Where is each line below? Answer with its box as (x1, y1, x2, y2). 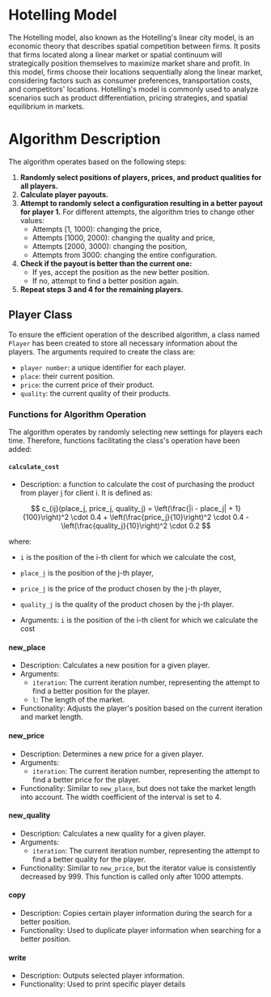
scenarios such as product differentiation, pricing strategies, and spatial (8, 92, 248, 102)
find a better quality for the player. (32, 854, 146, 864)
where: (8, 537, 32, 547)
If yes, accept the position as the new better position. (32, 267, 210, 277)
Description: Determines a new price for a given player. (19, 749, 204, 758)
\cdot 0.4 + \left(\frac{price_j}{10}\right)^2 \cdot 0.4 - (70, 513, 249, 522)
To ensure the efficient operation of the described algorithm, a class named (8, 329, 260, 339)
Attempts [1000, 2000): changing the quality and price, (32, 233, 216, 243)
